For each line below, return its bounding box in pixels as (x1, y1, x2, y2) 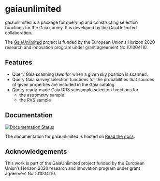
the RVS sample (19, 97, 51, 103)
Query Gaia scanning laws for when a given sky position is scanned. (12, 71, 148, 77)
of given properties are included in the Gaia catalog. (12, 82, 116, 87)
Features (5, 58, 32, 66)
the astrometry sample (19, 92, 64, 98)
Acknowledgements (5, 147, 67, 156)
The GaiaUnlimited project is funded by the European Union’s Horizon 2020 (5, 39, 155, 45)
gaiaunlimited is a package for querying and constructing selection (5, 19, 138, 25)
